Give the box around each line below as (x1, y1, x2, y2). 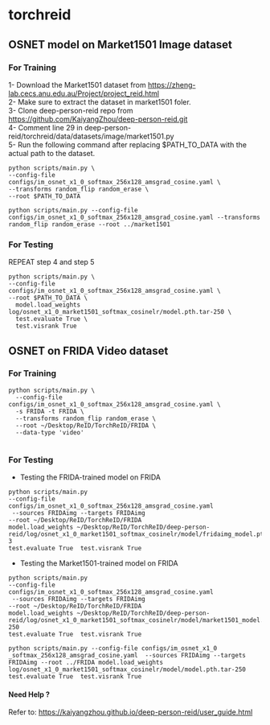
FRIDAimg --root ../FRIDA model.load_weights (8, 658, 163, 667)
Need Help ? (8, 690, 51, 699)
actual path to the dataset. (8, 148, 96, 158)
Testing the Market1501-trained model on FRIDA (19, 558, 178, 568)
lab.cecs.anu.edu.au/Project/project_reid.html (8, 89, 159, 98)
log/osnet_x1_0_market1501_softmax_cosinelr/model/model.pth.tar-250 (8, 665, 247, 674)
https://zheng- (147, 80, 196, 89)
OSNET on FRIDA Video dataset (8, 344, 169, 357)
